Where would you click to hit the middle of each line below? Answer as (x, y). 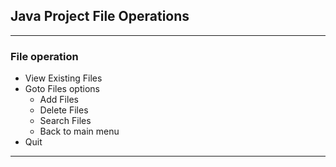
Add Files (59, 100)
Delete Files (64, 110)
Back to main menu (79, 131)
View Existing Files (63, 78)
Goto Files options (62, 89)
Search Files (65, 121)
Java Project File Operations (100, 16)
